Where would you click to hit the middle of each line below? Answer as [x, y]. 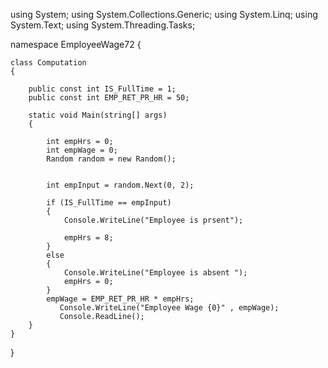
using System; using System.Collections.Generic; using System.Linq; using [164, 14]
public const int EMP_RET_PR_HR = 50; [109, 98]
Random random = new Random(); [111, 159]
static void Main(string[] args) [98, 115]
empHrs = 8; [88, 238]
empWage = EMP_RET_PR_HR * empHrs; [120, 299]
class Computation [48, 63]
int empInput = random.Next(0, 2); [120, 185]
